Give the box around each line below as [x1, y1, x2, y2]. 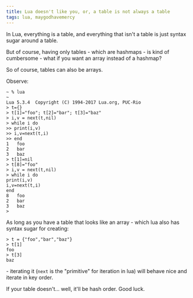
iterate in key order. [6, 274, 53, 281]
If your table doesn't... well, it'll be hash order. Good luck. [6, 285, 145, 292]
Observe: [6, 78, 29, 85]
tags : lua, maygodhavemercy [6, 14, 76, 20]
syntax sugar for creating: [6, 225, 69, 232]
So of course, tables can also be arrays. [6, 66, 103, 73]
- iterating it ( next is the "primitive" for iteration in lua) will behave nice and [6, 267, 187, 274]
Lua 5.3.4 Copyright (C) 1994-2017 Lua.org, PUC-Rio [6, 99, 142, 105]
